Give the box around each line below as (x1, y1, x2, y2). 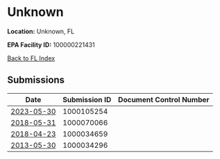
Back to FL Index (7, 53, 56, 62)
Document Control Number (117, 94, 210, 104)
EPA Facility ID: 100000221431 (7, 40, 95, 49)
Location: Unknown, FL (7, 27, 75, 35)
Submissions (7, 74, 65, 86)
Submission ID (62, 94, 112, 104)
